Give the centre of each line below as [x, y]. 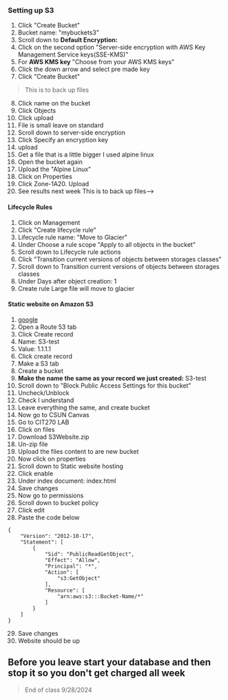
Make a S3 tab [38, 363]
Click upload [35, 118]
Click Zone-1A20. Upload [53, 184]
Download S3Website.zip [53, 437]
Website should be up [49, 641]
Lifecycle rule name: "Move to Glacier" [73, 237]
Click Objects [37, 111]
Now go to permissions [51, 495]
